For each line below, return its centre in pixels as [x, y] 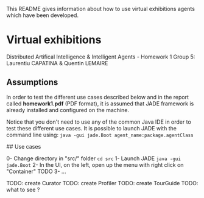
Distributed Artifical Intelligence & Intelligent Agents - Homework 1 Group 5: [101, 57]
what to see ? [23, 189]
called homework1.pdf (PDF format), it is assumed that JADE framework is [100, 104]
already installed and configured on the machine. [68, 110]
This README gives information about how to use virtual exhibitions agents [100, 9]
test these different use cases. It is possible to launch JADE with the [91, 128]
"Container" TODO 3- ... [36, 171]
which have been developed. [43, 15]
